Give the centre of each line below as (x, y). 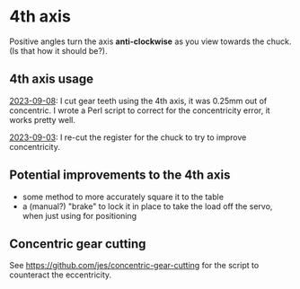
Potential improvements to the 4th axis (120, 175)
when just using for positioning (79, 215)
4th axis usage (52, 79)
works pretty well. (43, 119)
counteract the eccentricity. (61, 275)
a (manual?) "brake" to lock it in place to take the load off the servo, (147, 206)
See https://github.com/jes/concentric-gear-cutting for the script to (134, 266)
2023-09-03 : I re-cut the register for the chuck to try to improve (128, 137)
